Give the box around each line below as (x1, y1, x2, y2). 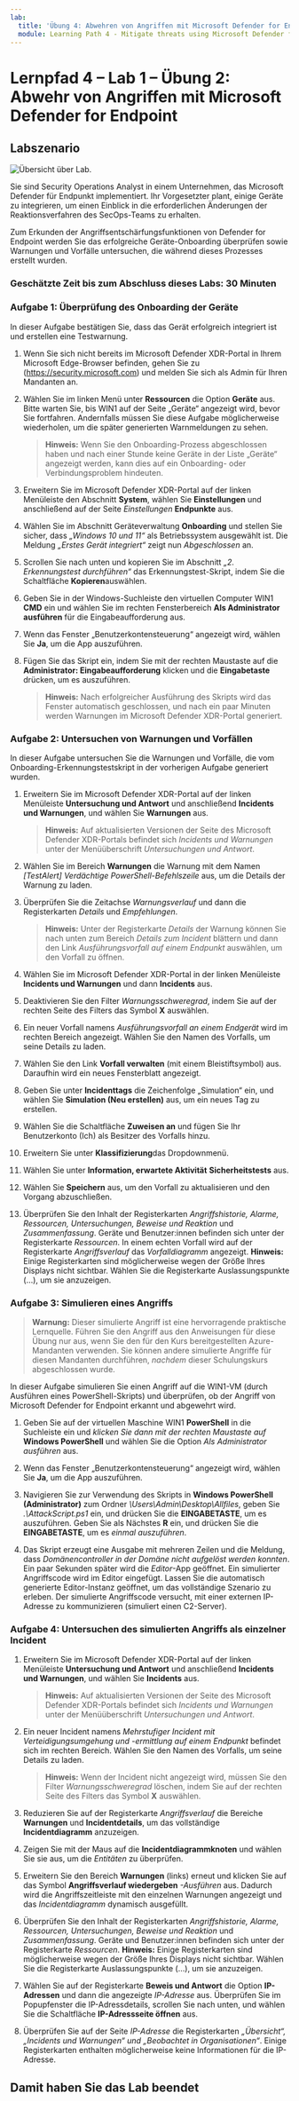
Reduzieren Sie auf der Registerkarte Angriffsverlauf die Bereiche (22, 1808, 264, 1819)
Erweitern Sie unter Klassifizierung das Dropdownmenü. (22, 1147, 229, 1158)
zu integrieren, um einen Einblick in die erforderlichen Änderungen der (10, 201, 268, 211)
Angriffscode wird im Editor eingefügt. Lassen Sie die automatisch (22, 1573, 265, 1584)
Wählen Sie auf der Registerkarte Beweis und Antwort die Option (22, 1980, 263, 1991)
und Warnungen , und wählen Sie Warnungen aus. (22, 807, 209, 817)
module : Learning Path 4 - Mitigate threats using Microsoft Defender (18, 29, 285, 38)
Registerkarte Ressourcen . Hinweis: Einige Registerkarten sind (22, 1945, 253, 1955)
